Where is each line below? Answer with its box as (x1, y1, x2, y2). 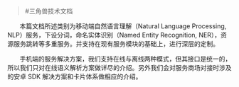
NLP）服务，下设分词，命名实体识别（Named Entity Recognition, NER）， (7, 31, 221, 39)
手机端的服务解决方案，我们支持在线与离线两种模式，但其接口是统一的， (19, 54, 232, 63)
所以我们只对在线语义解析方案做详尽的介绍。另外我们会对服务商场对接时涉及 (7, 64, 232, 71)
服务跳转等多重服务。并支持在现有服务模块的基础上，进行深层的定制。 (13, 40, 219, 48)
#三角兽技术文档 (24, 7, 73, 15)
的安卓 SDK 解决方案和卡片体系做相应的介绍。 (7, 72, 142, 81)
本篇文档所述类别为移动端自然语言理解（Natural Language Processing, (19, 22, 227, 30)
